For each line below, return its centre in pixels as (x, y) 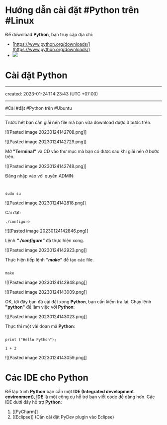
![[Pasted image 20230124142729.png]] (46, 142)
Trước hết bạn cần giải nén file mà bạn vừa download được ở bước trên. (78, 122)
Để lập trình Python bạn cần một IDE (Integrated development (70, 391)
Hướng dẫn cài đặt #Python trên (72, 10)
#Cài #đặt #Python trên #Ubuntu (39, 108)
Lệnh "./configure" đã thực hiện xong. (45, 240)
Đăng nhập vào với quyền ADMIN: (40, 175)
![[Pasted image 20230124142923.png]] (46, 250)
